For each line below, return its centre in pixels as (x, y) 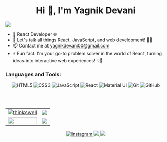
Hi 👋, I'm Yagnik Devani (86, 10)
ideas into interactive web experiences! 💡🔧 (58, 60)
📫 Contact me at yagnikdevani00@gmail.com (61, 45)
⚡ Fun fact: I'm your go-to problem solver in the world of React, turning (87, 53)
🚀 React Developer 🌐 (35, 34)
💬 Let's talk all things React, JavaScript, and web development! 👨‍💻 (82, 40)
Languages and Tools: (33, 74)
